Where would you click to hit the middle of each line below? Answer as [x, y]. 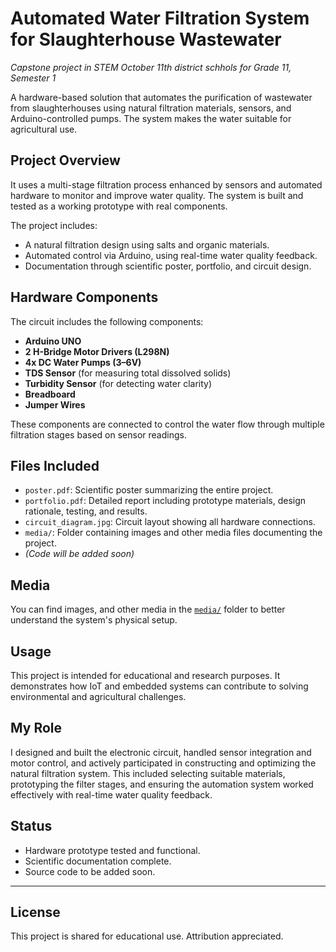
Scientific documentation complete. [98, 861]
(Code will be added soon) [79, 554]
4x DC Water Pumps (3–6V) [83, 362]
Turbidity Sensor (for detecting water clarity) [118, 383]
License [35, 912]
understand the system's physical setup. [94, 620]
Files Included [55, 465]
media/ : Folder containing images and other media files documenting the [173, 533]
